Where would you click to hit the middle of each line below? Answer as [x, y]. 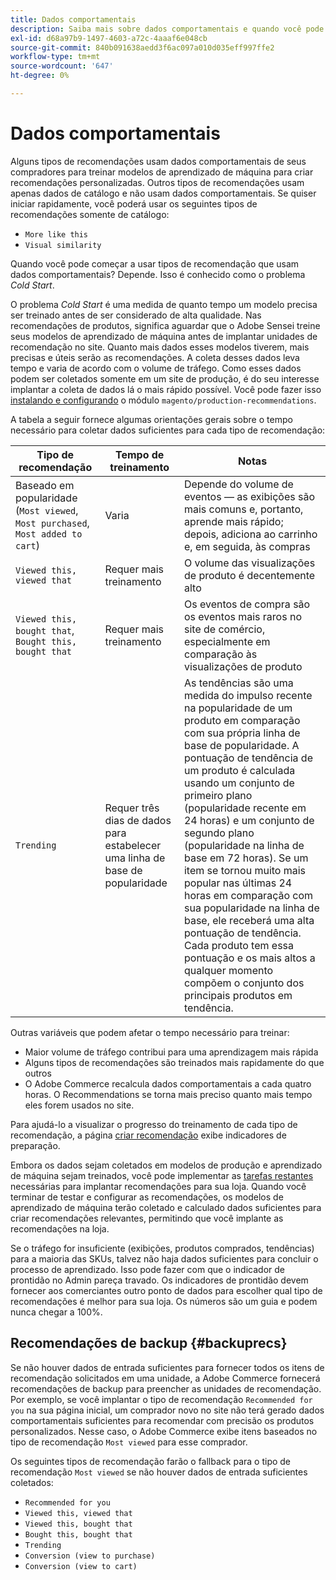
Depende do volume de [238, 484]
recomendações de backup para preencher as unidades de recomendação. [166, 1388]
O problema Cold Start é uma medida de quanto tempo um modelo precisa [164, 304]
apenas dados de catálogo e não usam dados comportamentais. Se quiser [163, 193]
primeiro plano [218, 795]
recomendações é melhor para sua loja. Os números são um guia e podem [164, 1301]
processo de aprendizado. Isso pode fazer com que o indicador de [147, 1269]
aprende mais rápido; [233, 521]
